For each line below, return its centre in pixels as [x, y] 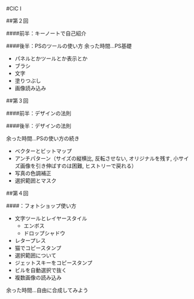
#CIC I [14, 9]
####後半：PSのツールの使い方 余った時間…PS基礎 [69, 46]
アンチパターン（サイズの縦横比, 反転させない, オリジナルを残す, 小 [97, 158]
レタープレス [30, 240]
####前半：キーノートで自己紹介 [46, 33]
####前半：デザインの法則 [39, 113]
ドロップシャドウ [44, 233]
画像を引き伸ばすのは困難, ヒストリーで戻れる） [78, 166]
